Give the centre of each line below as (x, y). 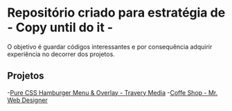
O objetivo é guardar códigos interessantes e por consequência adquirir (110, 46)
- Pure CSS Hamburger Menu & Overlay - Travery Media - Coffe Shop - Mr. (113, 92)
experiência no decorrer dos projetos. (61, 54)
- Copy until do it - (60, 27)
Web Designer (28, 100)
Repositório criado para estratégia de (116, 13)
